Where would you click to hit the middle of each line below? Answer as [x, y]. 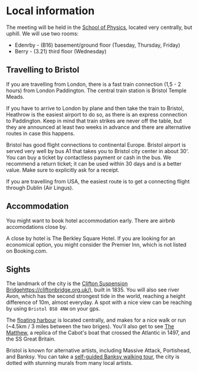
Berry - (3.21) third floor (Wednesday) [61, 51]
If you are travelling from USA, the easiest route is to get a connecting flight [98, 181]
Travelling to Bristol [43, 70]
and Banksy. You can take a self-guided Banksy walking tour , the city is [93, 357]
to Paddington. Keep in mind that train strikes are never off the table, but [94, 121]
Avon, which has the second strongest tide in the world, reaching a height [96, 296]
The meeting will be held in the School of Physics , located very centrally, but [99, 27]
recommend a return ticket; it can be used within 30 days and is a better [94, 163]
